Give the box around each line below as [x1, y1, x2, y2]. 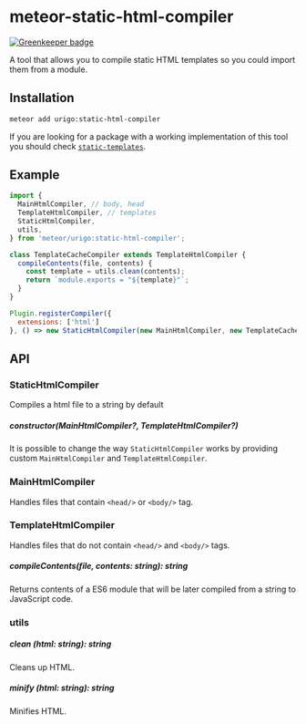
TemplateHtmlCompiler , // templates [17, 208, 157, 218]
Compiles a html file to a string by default [9, 399, 164, 410]
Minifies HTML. [9, 705, 66, 717]
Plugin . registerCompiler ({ [9, 308, 112, 318]
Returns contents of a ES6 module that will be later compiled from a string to [9, 584, 296, 595]
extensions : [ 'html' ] [17, 317, 100, 326]
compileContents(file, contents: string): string [9, 561, 189, 572]
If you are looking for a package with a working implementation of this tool [9, 130, 289, 142]
